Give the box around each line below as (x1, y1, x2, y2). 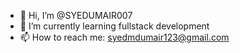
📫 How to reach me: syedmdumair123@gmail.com (19, 31, 230, 43)
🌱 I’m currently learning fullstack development (19, 20, 210, 32)
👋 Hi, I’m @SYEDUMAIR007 (19, 10, 133, 21)
